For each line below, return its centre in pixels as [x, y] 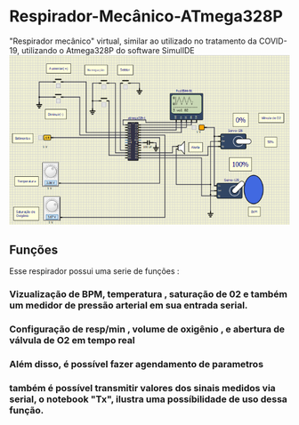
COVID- [273, 41]
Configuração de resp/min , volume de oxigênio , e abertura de [147, 329]
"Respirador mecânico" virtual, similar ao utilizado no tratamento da [133, 41]
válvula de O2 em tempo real [72, 340]
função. [27, 410]
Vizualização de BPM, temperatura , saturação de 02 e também [148, 293]
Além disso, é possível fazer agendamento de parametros [137, 364]
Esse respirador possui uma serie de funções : [94, 271]
